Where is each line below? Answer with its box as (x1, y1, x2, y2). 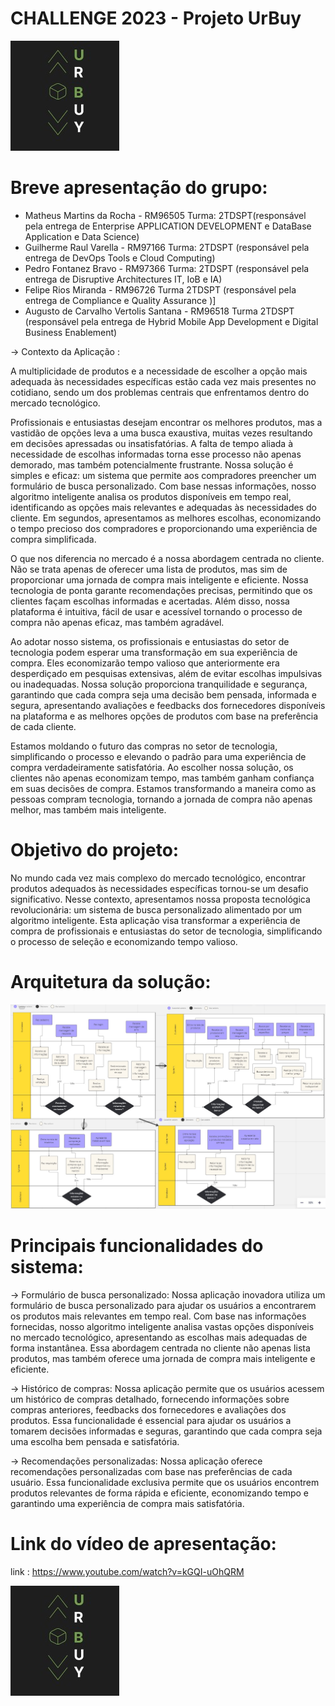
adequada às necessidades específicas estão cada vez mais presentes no (10, 375, 317, 387)
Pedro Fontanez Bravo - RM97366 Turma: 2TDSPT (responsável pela (24, 262, 310, 274)
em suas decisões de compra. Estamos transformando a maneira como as (10, 782, 317, 794)
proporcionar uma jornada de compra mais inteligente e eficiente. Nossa (10, 573, 309, 586)
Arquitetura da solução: (10, 971, 212, 993)
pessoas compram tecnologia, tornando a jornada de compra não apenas (10, 793, 313, 805)
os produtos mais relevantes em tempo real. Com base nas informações (10, 1310, 307, 1322)
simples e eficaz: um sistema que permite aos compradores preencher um (10, 469, 317, 481)
